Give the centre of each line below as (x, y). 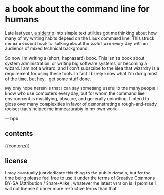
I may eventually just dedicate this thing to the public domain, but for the (78, 173)
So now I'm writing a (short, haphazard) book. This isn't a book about (75, 58)
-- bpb (12, 118)
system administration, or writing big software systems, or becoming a (76, 63)
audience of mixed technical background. (47, 48)
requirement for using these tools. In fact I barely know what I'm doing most (82, 73)
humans (22, 19)
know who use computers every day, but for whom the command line (75, 93)
